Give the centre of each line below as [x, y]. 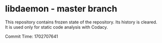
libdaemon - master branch [61, 9]
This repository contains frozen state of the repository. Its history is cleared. [81, 22]
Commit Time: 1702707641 [32, 36]
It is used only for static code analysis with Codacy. [56, 27]
